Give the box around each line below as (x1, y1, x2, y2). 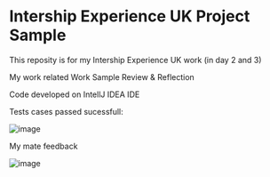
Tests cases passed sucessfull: (9, 106, 124, 117)
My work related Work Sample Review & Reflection (9, 71, 195, 82)
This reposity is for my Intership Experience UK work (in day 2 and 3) (9, 54, 262, 65)
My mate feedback (9, 141, 78, 151)
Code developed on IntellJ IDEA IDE (9, 89, 140, 100)
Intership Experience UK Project (9, 6, 250, 27)
